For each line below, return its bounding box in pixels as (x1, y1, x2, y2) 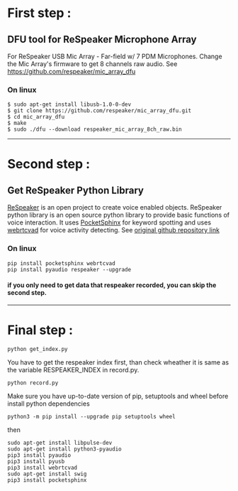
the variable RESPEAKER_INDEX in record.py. (7, 365, 140, 374)
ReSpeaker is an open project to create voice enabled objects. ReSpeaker (7, 203, 222, 212)
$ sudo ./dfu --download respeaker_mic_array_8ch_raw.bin (7, 126, 182, 133)
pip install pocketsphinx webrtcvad (7, 259, 115, 267)
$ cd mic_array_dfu (7, 114, 65, 121)
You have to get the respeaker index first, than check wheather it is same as (7, 357, 229, 367)
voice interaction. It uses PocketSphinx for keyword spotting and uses (7, 218, 211, 227)
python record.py (7, 379, 59, 387)
